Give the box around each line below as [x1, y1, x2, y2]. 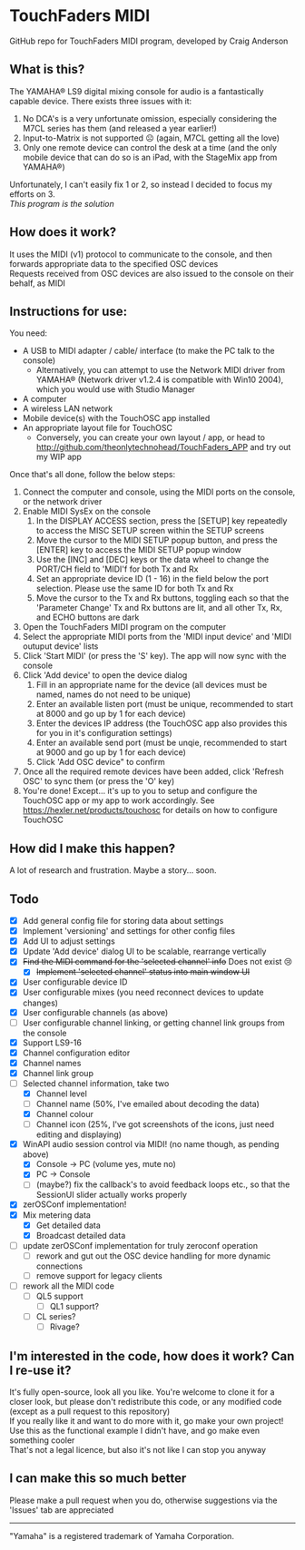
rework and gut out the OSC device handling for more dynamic [35, 1250, 271, 1261]
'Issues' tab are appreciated [9, 1504, 114, 1516]
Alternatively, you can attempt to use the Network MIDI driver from [35, 365, 286, 376]
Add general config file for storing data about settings [22, 916, 224, 926]
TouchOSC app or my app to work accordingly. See [22, 795, 215, 806]
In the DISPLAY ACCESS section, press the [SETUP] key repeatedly [35, 515, 288, 526]
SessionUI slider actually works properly [35, 1190, 188, 1201]
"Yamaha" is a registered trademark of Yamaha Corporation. [9, 1530, 234, 1541]
